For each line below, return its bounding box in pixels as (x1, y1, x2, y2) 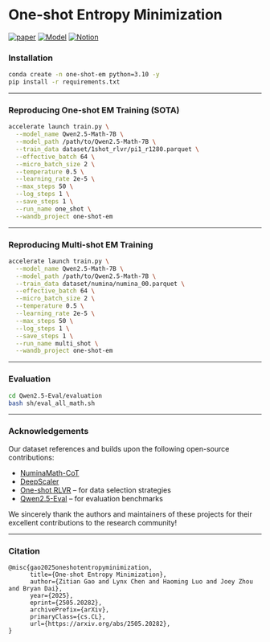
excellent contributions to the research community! (8, 517, 178, 527)
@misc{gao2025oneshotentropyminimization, (8, 563, 153, 571)
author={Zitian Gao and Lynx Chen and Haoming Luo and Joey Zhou (29, 577, 253, 586)
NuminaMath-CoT (19, 468, 80, 477)
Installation (8, 52, 54, 63)
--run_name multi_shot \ (15, 339, 99, 347)
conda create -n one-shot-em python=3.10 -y (8, 71, 160, 79)
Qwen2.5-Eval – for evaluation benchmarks (19, 493, 163, 503)
